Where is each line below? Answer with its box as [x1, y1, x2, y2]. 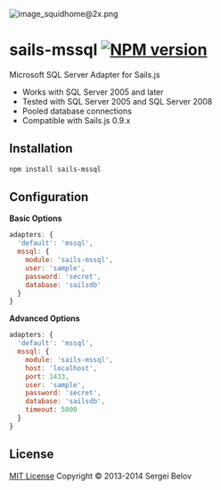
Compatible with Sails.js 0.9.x [21, 114, 131, 125]
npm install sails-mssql [9, 165, 102, 173]
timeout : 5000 [25, 405, 78, 415]
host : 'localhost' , [25, 363, 98, 373]
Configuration [9, 190, 89, 205]
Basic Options [9, 213, 62, 224]
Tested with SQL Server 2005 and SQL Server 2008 [21, 96, 213, 106]
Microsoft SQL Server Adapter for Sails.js [9, 69, 160, 80]
